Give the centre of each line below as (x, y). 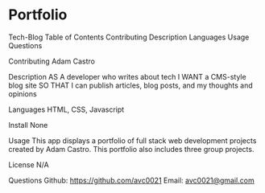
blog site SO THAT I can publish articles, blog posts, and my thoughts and (131, 85)
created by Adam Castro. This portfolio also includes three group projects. (131, 149)
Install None (28, 125)
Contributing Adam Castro (52, 61)
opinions (23, 93)
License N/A (29, 164)
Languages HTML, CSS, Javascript (66, 109)
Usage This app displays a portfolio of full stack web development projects (132, 140)
